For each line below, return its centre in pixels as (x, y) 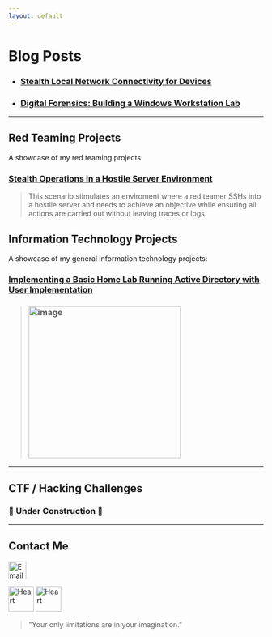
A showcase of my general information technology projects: (108, 258)
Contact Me (38, 547)
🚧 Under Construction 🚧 (56, 511)
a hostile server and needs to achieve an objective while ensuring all (142, 205)
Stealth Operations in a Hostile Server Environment (110, 178)
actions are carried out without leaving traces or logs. (117, 214)
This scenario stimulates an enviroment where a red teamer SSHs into (144, 196)
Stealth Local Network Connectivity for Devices (116, 81)
